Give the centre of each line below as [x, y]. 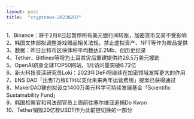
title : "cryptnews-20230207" [44, 17]
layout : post [22, 12]
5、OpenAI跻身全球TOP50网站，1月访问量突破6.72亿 [71, 65]
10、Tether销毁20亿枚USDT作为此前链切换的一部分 [69, 110]
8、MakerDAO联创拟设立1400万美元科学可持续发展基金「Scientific [89, 87]
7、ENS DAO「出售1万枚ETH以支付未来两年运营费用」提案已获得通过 [91, 80]
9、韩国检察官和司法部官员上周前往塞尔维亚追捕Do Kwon [77, 102]
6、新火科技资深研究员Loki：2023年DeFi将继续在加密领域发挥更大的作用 [96, 72]
